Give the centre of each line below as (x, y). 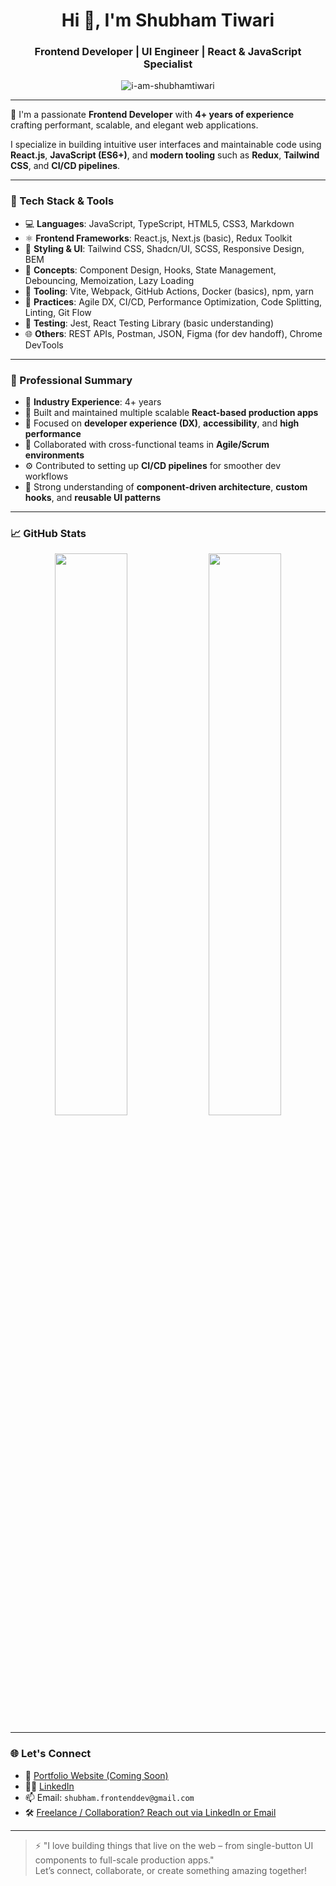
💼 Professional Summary (71, 380)
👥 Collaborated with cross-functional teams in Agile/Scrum (147, 445)
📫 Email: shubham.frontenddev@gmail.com (109, 1797)
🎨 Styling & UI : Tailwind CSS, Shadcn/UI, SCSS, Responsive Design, (164, 248)
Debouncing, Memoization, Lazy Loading (109, 280)
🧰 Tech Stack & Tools (62, 201)
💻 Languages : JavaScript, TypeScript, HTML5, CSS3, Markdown (159, 223)
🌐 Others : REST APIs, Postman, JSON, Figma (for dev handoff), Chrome (173, 333)
